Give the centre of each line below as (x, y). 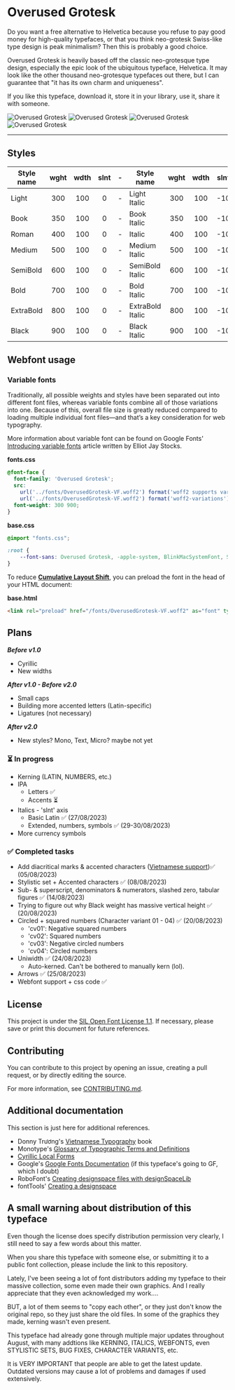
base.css (21, 525)
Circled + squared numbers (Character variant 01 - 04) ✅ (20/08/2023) (120, 921)
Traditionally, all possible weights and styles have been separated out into (114, 395)
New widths (35, 670)
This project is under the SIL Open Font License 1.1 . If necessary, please (111, 1021)
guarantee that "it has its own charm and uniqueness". (85, 82)
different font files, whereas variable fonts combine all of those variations (113, 403)
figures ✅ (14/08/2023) (51, 898)
